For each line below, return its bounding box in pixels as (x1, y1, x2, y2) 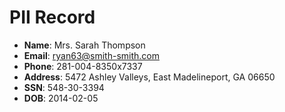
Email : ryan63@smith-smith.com (23, 49, 160, 61)
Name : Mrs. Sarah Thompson (23, 39, 146, 51)
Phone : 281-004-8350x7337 (23, 60, 143, 72)
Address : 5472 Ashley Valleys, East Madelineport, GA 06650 (23, 71, 276, 83)
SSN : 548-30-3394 (23, 81, 105, 93)
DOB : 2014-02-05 (23, 92, 99, 104)
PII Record (9, 6, 96, 29)
